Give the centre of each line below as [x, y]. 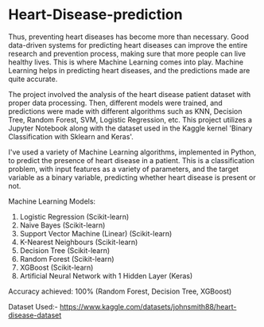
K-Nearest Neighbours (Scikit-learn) [79, 242]
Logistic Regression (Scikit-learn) [74, 216]
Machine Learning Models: [52, 201]
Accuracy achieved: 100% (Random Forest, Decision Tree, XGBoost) [120, 291]
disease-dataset [35, 315]
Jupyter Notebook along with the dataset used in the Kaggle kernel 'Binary [130, 128]
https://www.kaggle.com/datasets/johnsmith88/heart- [148, 306]
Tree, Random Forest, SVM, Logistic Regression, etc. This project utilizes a [130, 119]
